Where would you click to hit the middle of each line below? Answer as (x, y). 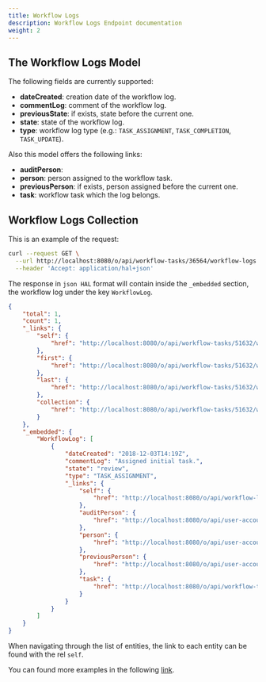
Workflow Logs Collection (73, 220)
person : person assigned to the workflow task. (96, 178)
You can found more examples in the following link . (91, 670)
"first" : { (55, 358)
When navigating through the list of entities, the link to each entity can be (128, 646)
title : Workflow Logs (44, 15)
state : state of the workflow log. (72, 122)
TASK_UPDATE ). (42, 139)
